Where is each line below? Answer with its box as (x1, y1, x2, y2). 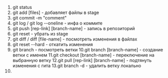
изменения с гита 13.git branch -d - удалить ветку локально (12, 62, 141, 68)
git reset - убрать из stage (12, 31, 68, 36)
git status (12, 4, 32, 10)
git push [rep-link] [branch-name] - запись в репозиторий (12, 25, 135, 31)
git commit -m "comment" (12, 15, 67, 20)
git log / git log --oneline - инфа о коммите (12, 20, 102, 26)
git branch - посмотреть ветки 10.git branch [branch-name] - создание (12, 47, 163, 52)
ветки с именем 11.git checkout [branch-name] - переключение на (12, 52, 155, 58)
